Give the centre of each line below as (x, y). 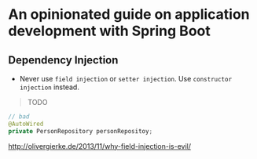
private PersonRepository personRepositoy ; (81, 131)
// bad (19, 117)
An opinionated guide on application (129, 14)
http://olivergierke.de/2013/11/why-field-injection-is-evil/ (99, 146)
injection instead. (50, 87)
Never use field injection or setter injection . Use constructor (126, 79)
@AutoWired (26, 124)
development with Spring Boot (109, 31)
